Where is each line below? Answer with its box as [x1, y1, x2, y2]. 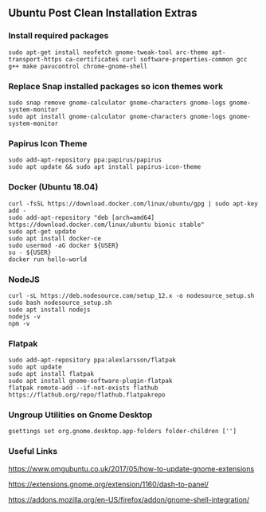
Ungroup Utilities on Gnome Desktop [8, 409, 153, 420]
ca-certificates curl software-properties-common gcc [65, 55, 248, 63]
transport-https [8, 55, 62, 63]
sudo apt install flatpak [8, 370, 94, 378]
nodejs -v [8, 312, 41, 321]
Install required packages [8, 30, 109, 41]
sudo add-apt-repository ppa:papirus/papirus [8, 156, 162, 164]
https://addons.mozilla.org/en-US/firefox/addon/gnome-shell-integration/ [8, 494, 250, 504]
